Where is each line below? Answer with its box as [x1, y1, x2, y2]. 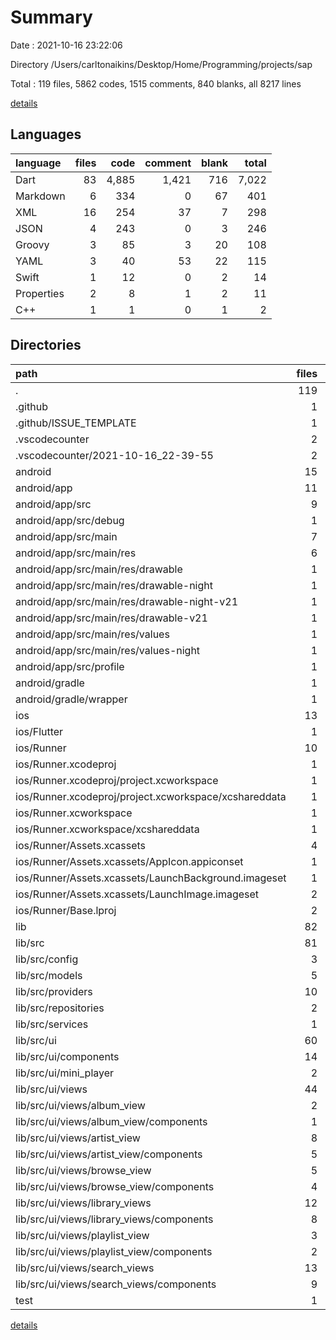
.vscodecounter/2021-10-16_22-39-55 [15, 448, 214, 462]
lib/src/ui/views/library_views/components [15, 1212, 214, 1226]
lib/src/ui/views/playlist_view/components [15, 1244, 213, 1258]
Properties [15, 286, 65, 300]
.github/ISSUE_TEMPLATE [15, 416, 137, 430]
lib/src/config [15, 952, 79, 966]
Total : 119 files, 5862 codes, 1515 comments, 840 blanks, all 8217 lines [10, 77, 302, 90]
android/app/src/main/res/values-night [15, 643, 201, 657]
